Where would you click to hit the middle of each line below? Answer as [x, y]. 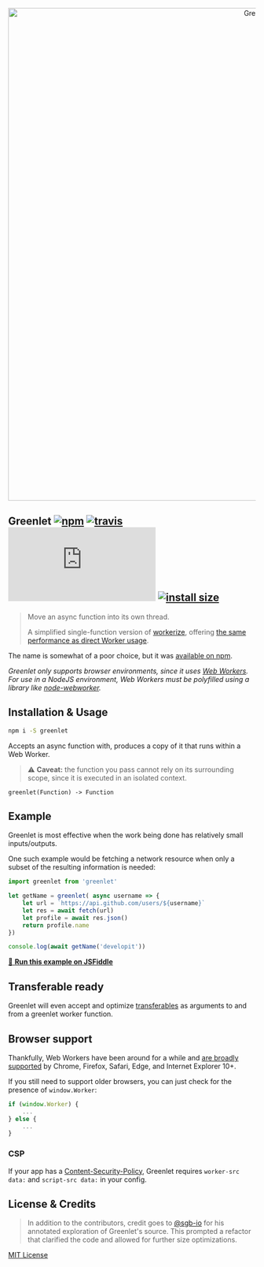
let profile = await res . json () [75, 918]
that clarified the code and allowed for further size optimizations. [132, 1240]
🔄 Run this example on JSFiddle [60, 962]
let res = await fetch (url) [68, 911]
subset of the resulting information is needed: [82, 867]
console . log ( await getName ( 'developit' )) [77, 947]
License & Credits [52, 1204]
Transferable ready [56, 987]
